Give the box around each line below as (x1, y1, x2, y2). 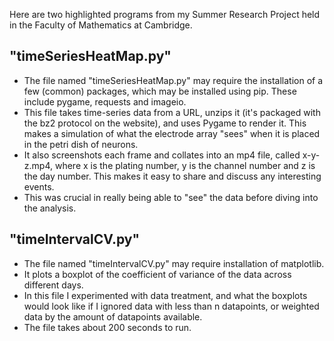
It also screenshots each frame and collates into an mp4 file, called (23, 149, 301, 161)
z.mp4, (23, 159, 54, 171)
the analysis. (23, 202, 77, 214)
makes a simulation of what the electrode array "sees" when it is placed (23, 127, 321, 139)
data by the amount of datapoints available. (23, 310, 203, 323)
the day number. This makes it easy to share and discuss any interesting (23, 170, 322, 182)
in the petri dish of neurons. (23, 138, 139, 150)
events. (23, 180, 55, 193)
